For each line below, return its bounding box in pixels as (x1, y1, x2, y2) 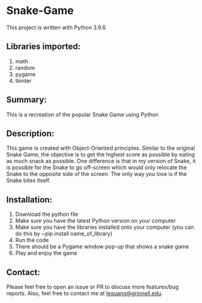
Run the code (15, 237, 49, 244)
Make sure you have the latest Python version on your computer (15, 217, 176, 225)
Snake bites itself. (6, 177, 50, 184)
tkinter (15, 77, 32, 84)
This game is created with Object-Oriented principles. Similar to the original (6, 144, 195, 152)
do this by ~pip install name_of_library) (15, 230, 113, 237)
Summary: (6, 95, 47, 105)
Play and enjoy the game (15, 249, 77, 257)
